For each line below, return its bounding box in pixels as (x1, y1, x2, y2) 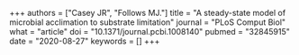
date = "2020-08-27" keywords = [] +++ (9, 35, 160, 46)
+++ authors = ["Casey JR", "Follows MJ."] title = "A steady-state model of (9, 8, 286, 18)
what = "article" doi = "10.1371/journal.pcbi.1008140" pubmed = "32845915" (9, 27, 290, 36)
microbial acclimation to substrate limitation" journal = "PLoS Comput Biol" (9, 17, 286, 27)
